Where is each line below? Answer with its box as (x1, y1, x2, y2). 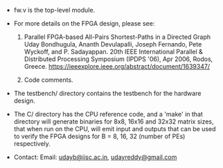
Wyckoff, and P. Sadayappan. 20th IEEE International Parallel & (24, 48, 203, 56)
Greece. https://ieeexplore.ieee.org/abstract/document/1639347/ (24, 62, 210, 70)
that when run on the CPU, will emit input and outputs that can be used (13, 125, 216, 133)
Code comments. (24, 76, 74, 84)
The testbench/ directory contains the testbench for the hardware (13, 90, 202, 97)
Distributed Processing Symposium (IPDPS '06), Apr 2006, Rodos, (24, 55, 213, 63)
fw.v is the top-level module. (13, 6, 96, 14)
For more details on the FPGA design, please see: (13, 19, 155, 27)
